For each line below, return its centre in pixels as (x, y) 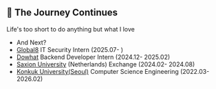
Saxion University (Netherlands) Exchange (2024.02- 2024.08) (106, 64)
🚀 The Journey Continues (62, 13)
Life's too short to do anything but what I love (71, 29)
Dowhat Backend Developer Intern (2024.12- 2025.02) (93, 57)
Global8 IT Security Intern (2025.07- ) (70, 49)
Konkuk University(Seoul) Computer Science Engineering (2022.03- (113, 71)
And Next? (31, 42)
